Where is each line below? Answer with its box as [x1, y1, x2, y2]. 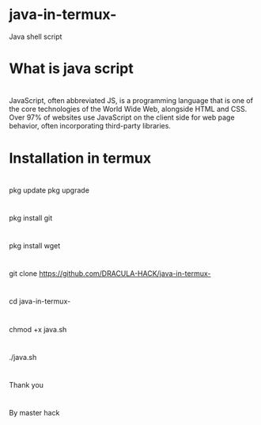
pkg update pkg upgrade [9, 185, 90, 195]
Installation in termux [9, 149, 152, 167]
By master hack [9, 408, 60, 418]
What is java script [9, 59, 134, 78]
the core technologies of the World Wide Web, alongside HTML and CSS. [9, 105, 248, 114]
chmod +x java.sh [9, 324, 67, 334]
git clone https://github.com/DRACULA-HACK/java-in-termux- [9, 269, 211, 278]
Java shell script [9, 32, 62, 41]
